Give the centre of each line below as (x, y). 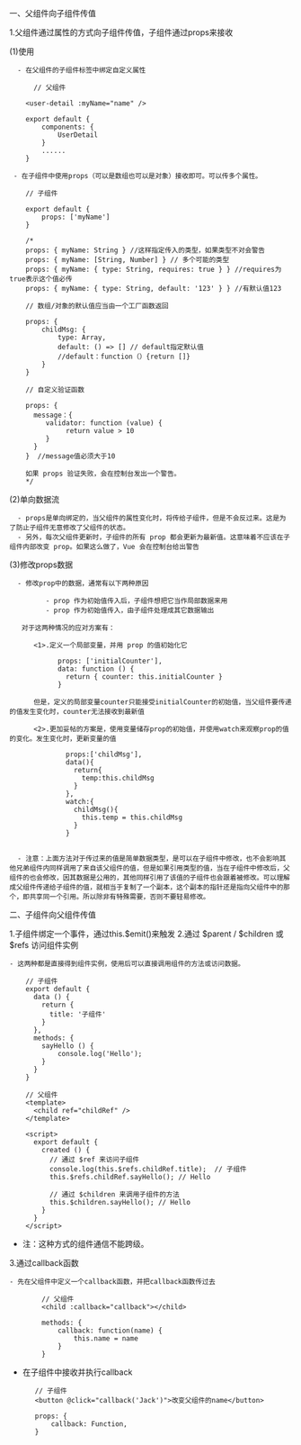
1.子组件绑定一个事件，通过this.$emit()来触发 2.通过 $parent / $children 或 (146, 934)
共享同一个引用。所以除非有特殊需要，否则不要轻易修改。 (120, 897)
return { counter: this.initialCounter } (144, 677)
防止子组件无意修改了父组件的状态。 (73, 528)
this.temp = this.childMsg (132, 817)
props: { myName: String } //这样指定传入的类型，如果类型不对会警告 (146, 250)
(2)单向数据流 (35, 499)
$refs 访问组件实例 (44, 945)
